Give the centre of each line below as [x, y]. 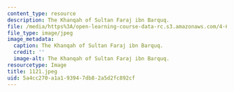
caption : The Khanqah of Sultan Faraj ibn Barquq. [88, 46]
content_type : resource [42, 13]
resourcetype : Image [37, 65]
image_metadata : [31, 39]
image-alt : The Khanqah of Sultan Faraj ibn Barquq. [92, 59]
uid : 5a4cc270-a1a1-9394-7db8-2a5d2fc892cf [71, 78]
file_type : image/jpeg [40, 33]
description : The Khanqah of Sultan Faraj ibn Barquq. [88, 20]
